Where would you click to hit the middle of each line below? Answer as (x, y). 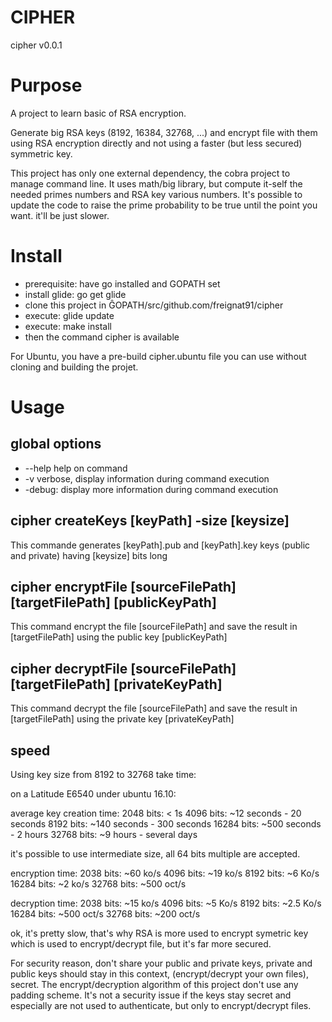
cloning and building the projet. (74, 367)
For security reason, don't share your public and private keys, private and (161, 963)
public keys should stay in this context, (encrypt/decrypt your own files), (159, 974)
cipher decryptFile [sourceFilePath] (123, 668)
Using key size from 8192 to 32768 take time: (103, 775)
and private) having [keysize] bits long (89, 555)
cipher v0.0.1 (36, 45)
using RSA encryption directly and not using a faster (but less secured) (156, 143)
